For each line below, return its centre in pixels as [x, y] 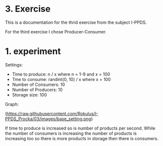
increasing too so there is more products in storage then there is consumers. [82, 138]
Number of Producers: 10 [37, 89]
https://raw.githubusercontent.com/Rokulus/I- [53, 114]
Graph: [12, 104]
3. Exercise [28, 9]
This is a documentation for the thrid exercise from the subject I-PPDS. [76, 22]
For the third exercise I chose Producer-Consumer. [56, 32]
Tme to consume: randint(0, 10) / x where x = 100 [61, 79]
